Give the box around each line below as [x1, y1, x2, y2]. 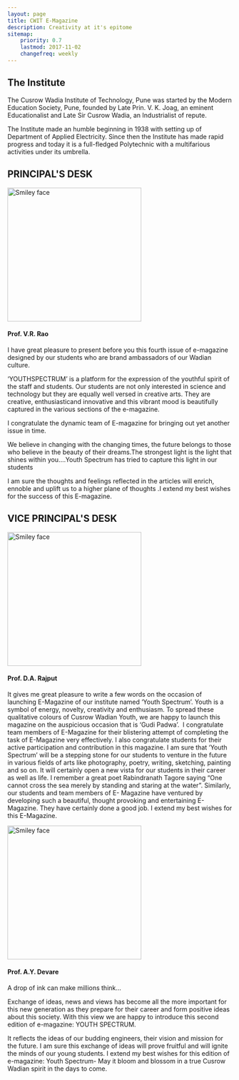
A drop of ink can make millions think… [7, 983, 121, 992]
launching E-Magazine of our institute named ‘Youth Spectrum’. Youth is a [7, 697, 224, 706]
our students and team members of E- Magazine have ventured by [7, 788, 203, 797]
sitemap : [7, 30, 34, 38]
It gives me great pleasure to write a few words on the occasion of [7, 690, 203, 698]
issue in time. [7, 426, 46, 435]
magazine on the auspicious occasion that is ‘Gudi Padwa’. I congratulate [7, 720, 223, 729]
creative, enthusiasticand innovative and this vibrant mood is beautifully [7, 397, 219, 405]
